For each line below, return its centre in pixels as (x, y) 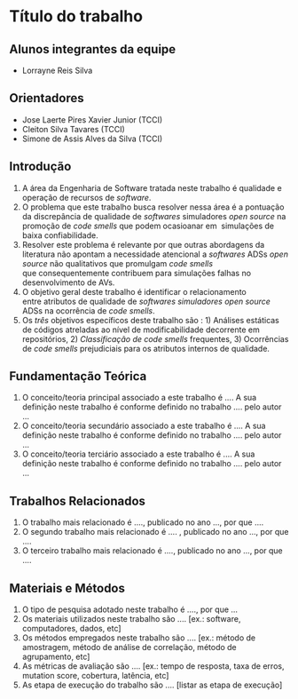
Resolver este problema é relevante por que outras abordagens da (143, 244)
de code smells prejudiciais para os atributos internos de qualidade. (146, 348)
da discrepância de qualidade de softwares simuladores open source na (154, 216)
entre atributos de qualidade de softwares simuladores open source (146, 301)
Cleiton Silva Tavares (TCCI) (74, 129)
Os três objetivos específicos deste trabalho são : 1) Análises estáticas (150, 320)
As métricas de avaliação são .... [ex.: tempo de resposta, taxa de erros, (153, 666)
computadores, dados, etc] (71, 629)
